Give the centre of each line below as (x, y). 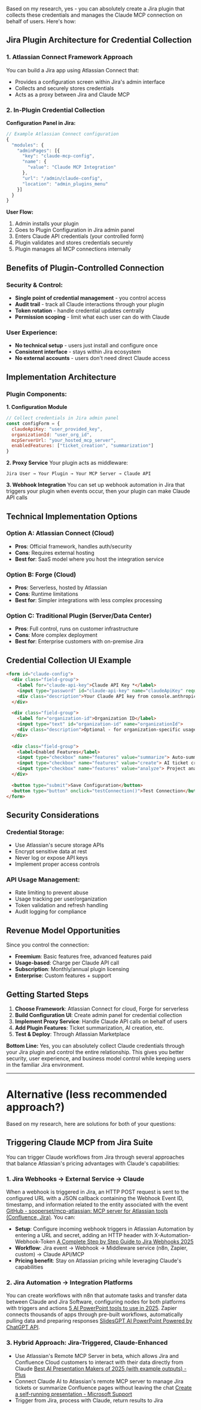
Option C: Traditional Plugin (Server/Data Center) (79, 616)
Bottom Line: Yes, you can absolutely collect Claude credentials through (95, 1045)
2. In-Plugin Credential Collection (56, 110)
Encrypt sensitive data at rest (51, 852)
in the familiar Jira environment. (45, 1064)
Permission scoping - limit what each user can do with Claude (92, 317)
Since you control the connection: (48, 945)
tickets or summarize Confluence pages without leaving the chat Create (103, 1387)
